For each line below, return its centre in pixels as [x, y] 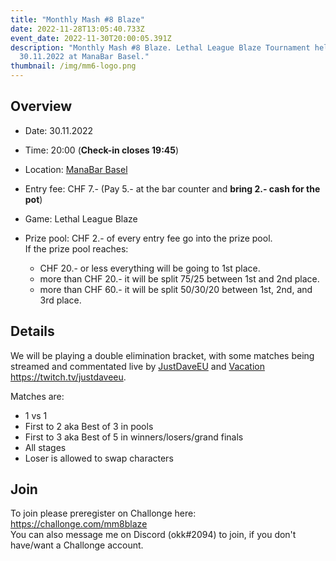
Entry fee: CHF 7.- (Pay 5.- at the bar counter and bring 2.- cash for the [172, 188]
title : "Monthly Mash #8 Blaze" [77, 19]
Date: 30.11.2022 [59, 130]
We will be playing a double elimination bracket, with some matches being [162, 355]
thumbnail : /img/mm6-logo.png [73, 66]
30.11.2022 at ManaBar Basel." [84, 57]
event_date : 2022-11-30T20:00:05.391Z [91, 38]
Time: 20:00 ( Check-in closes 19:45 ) [102, 150]
